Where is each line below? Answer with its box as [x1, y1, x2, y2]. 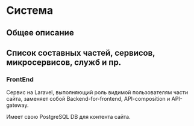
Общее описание [6, 28, 74, 38]
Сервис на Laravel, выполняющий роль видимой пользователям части [6, 89, 189, 96]
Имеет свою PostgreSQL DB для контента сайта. [6, 113, 131, 121]
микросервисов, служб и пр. [6, 57, 122, 67]
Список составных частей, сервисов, [6, 47, 155, 58]
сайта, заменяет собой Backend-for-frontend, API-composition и [6, 95, 171, 103]
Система [6, 4, 53, 17]
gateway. [6, 101, 29, 109]
